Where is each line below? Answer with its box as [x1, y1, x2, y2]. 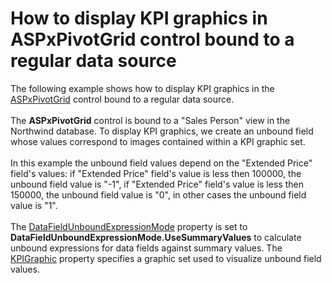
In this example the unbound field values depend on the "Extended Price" [10, 157, 313, 169]
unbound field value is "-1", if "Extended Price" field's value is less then [10, 178, 304, 190]
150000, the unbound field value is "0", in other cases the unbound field [10, 188, 307, 201]
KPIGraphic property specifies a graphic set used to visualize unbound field [10, 252, 322, 264]
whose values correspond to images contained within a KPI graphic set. [10, 135, 306, 147]
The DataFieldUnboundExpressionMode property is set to [10, 220, 248, 232]
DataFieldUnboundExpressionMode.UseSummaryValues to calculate [10, 231, 302, 243]
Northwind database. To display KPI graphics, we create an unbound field [10, 125, 314, 137]
